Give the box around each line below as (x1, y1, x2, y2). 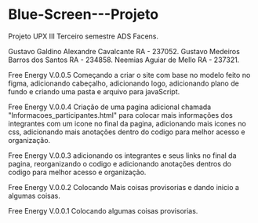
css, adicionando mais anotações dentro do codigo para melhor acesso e (8, 127, 245, 137)
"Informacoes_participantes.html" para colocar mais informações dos (8, 110, 233, 119)
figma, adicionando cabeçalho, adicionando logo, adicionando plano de (8, 79, 239, 88)
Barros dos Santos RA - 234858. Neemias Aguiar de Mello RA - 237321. (8, 55, 240, 64)
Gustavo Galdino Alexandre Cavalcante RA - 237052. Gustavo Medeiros (8, 46, 241, 56)
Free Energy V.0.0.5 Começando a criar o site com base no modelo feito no (8, 70, 251, 79)
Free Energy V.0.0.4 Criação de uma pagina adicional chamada (8, 102, 212, 111)
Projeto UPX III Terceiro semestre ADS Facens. (8, 31, 159, 41)
